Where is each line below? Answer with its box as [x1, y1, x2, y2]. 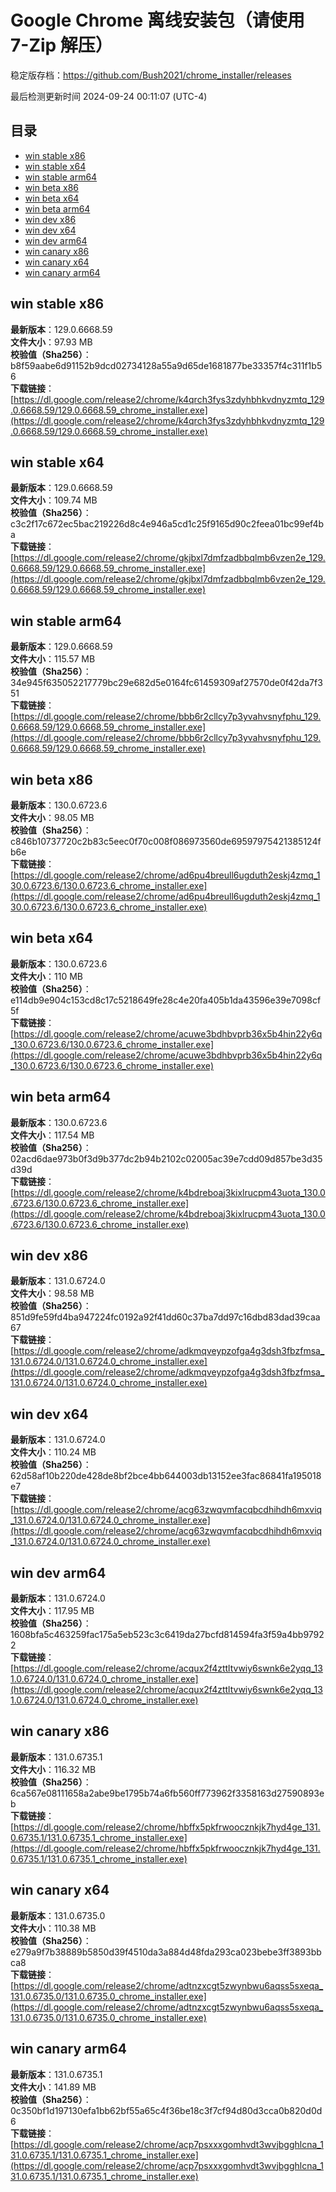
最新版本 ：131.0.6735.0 [10, 1909, 106, 1921]
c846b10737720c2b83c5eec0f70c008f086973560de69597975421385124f [10, 836, 322, 847]
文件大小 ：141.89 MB [10, 2081, 97, 2093]
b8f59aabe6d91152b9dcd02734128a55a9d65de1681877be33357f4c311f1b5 [10, 359, 323, 371]
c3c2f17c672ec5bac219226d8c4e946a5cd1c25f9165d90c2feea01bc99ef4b [10, 518, 325, 530]
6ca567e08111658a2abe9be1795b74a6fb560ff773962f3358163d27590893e [10, 1787, 325, 1799]
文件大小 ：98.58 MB [10, 1287, 95, 1300]
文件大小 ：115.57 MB [10, 653, 96, 665]
